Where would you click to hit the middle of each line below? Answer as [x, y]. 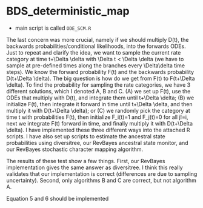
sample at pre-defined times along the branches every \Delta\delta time [96, 65]
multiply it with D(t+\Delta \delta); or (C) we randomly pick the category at [98, 110]
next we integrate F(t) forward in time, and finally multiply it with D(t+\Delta [99, 123]
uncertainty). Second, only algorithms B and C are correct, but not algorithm [101, 180]
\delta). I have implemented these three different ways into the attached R [98, 130]
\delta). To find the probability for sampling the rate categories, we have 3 [98, 85]
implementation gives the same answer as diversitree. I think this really [95, 167]
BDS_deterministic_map [68, 11]
